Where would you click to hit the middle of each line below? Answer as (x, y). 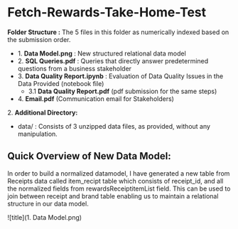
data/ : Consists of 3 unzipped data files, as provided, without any (114, 126)
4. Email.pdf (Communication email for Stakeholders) (96, 98)
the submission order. (39, 39)
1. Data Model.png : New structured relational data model (102, 53)
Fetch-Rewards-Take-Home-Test (107, 12)
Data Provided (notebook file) (61, 83)
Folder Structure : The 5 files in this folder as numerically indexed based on (118, 32)
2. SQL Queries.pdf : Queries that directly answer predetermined (113, 60)
